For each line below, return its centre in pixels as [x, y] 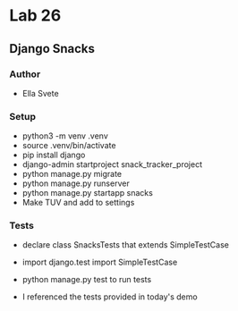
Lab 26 [35, 16]
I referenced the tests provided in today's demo [110, 297]
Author [25, 74]
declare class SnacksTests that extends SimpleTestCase [126, 245]
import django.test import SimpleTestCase [100, 262]
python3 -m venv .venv [65, 136]
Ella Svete [41, 93]
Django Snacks [52, 49]
